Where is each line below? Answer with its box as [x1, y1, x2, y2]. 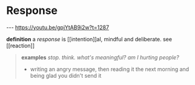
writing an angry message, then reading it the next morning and [30, 65, 190, 73]
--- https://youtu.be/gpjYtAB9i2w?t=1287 [6, 24, 110, 31]
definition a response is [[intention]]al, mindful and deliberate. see [6, 35, 173, 42]
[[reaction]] [6, 42, 35, 49]
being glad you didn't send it [30, 72, 102, 79]
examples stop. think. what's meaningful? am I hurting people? [21, 53, 180, 61]
